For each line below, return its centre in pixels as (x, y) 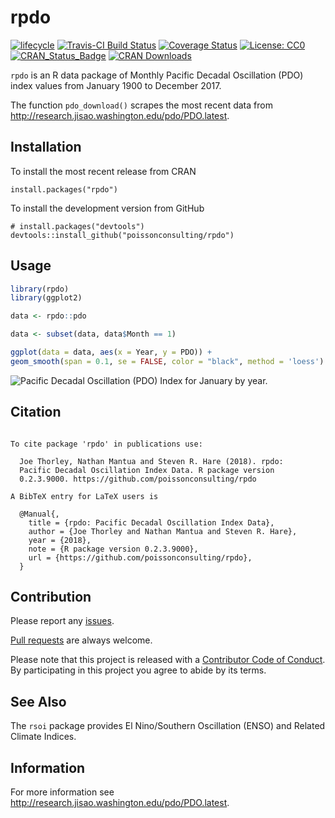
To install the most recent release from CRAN (103, 171)
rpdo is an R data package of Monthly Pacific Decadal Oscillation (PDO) (157, 75)
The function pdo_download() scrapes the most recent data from (141, 105)
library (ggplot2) (46, 298)
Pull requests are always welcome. (81, 640)
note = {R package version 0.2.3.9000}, (113, 549)
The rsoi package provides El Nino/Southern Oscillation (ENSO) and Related (168, 726)
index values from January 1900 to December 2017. (116, 85)
